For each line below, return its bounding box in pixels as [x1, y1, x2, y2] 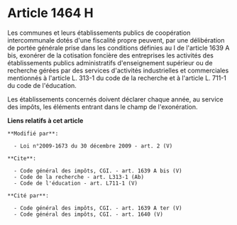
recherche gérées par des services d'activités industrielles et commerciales [7, 66, 229, 75]
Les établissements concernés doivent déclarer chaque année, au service [7, 94, 224, 104]
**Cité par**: [7, 192, 50, 199]
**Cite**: [7, 155, 37, 162]
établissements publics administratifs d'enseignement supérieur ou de [7, 58, 213, 67]
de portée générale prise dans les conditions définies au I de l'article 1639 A [7, 43, 230, 52]
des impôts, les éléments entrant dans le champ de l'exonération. [7, 102, 198, 111]
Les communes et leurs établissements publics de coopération [7, 28, 191, 37]
